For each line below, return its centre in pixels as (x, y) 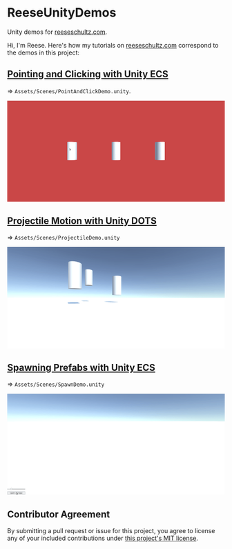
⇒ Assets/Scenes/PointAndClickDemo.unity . (69, 90)
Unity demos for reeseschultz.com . (57, 32)
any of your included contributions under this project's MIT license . (103, 538)
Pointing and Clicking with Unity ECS (88, 74)
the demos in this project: (43, 52)
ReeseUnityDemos (62, 13)
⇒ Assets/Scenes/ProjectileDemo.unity (64, 238)
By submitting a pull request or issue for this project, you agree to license (111, 531)
